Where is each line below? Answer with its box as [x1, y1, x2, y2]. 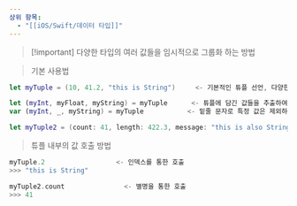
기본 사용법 [30, 65, 70, 76]
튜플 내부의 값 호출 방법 [30, 141, 112, 150]
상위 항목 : [9, 12, 42, 22]
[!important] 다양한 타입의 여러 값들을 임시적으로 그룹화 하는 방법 [30, 46, 256, 57]
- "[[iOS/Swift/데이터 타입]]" [17, 21, 124, 30]
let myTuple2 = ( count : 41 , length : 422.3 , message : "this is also [9, 123, 263, 133]
